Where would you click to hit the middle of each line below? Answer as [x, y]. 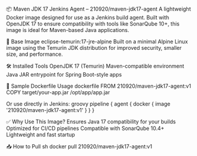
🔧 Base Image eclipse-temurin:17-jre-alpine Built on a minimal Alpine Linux [97, 42]
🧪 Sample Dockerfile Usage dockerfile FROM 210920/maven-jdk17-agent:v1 [99, 86]
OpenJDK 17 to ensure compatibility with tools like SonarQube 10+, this [93, 24]
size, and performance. [35, 54]
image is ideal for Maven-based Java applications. [68, 30]
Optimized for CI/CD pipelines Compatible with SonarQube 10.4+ [85, 128]
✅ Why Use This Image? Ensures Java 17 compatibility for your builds [91, 122]
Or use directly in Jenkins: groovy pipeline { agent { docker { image [88, 104]
